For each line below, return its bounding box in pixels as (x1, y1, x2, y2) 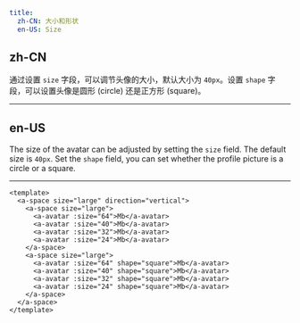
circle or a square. (9, 163, 76, 174)
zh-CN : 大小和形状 (17, 16, 79, 26)
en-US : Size (17, 25, 62, 34)
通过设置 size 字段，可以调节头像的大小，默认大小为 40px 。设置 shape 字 (9, 74, 276, 85)
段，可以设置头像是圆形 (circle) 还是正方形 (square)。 (9, 86, 206, 96)
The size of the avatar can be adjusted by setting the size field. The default (9, 144, 287, 155)
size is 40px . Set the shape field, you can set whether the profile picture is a (9, 153, 284, 164)
